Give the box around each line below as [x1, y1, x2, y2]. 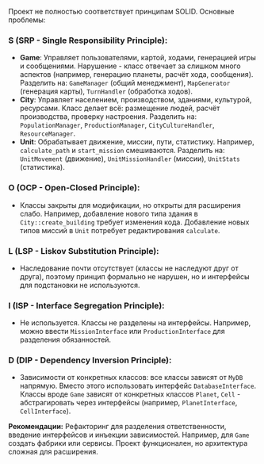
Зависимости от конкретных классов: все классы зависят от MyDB [19, 373, 243, 382]
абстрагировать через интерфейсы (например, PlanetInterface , [19, 398, 238, 408]
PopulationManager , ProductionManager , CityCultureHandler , [19, 121, 216, 130]
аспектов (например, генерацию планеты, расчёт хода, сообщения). [19, 70, 254, 79]
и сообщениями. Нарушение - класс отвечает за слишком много [19, 61, 241, 71]
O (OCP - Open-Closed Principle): [8, 182, 140, 194]
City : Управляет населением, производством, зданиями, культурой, [19, 95, 252, 105]
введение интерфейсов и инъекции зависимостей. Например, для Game [8, 430, 250, 439]
